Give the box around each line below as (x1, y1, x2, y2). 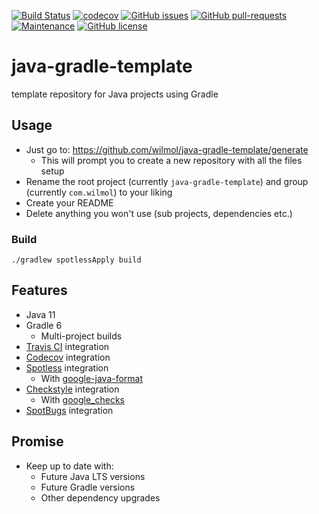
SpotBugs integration (25, 404, 114, 416)
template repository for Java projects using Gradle (11, 88, 219, 100)
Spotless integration (25, 361, 109, 374)
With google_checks (40, 393, 125, 405)
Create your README (25, 196, 114, 209)
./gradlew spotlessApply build (11, 255, 142, 265)
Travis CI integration (25, 340, 110, 352)
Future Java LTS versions (40, 470, 146, 482)
